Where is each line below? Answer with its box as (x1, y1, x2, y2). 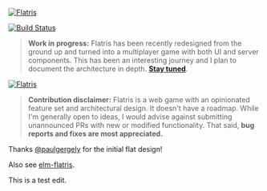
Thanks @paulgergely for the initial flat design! (8, 145, 163, 153)
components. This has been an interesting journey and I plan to (27, 56, 237, 65)
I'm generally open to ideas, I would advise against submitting (27, 112, 233, 121)
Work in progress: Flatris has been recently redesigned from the (27, 38, 242, 48)
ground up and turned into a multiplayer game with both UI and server (27, 47, 259, 56)
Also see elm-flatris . (8, 160, 75, 169)
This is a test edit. (8, 176, 67, 185)
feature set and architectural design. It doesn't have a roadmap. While (27, 104, 259, 113)
